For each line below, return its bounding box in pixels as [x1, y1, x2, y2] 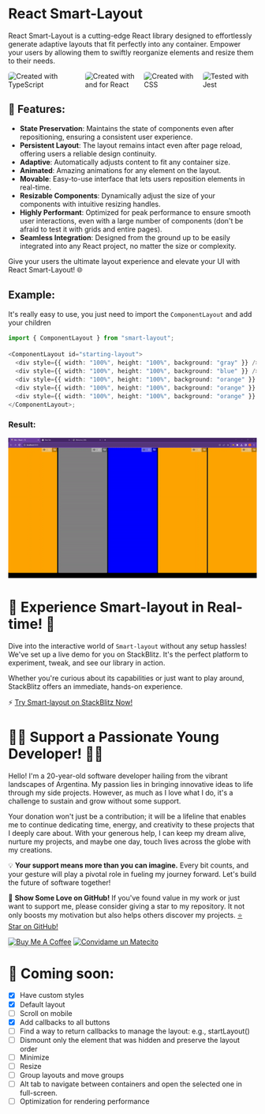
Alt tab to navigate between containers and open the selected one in [19, 1079, 242, 1089]
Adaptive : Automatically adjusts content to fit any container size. [19, 157, 231, 167]
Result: [8, 420, 36, 431]
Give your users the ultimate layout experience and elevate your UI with [8, 256, 241, 265]
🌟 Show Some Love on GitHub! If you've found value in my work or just [8, 893, 241, 902]
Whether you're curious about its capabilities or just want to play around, [8, 673, 244, 683]
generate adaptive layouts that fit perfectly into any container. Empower [8, 39, 241, 48]
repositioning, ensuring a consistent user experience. [19, 132, 193, 141]
